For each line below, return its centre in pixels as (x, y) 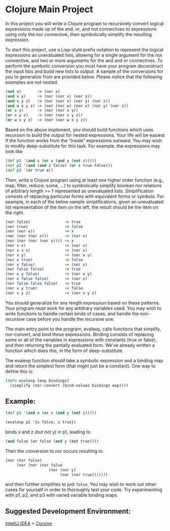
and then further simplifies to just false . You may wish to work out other (81, 484)
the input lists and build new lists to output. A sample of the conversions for (84, 71)
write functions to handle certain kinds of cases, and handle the (72, 313)
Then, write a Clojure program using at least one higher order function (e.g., (85, 180)
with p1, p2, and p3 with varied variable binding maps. (62, 495)
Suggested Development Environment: (68, 511)
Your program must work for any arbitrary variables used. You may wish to (83, 308)
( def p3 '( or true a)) (29, 170)
